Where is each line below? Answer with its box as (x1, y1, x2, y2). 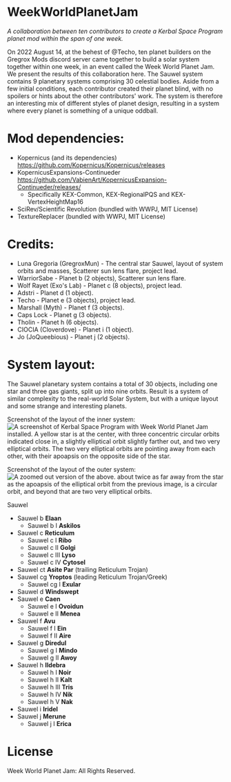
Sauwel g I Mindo (27, 646, 78, 654)
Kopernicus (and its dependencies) (17, 153, 117, 162)
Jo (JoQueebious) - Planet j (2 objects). (17, 332, 130, 341)
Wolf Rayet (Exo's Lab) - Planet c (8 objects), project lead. (17, 281, 183, 289)
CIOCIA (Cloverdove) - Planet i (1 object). (17, 325, 134, 334)
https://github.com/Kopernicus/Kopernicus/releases (17, 160, 165, 169)
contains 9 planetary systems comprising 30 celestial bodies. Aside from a (7, 77, 219, 85)
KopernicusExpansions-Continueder (17, 168, 121, 176)
